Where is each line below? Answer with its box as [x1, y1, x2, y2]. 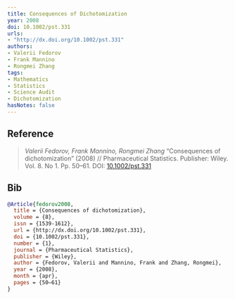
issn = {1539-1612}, [13, 220, 74, 227]
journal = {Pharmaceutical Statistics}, [13, 246, 134, 253]
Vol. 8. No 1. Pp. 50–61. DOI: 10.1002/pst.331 [24, 161, 151, 170]
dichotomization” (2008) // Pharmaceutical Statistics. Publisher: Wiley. [24, 154, 229, 163]
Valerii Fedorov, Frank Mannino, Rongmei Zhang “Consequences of [24, 146, 221, 155]
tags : [7, 69, 23, 76]
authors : [7, 43, 33, 50]
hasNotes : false [7, 102, 55, 109]
